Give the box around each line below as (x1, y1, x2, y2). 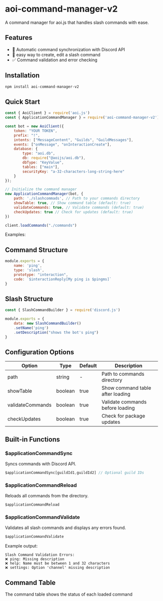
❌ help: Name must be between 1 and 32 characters (5, 561, 110, 566)
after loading (101, 391, 131, 398)
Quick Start (5, 97, 40, 106)
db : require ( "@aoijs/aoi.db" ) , (22, 156, 86, 161)
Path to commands (101, 371, 145, 378)
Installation (5, 72, 40, 80)
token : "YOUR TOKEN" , (14, 128, 57, 133)
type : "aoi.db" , (22, 151, 55, 156)
